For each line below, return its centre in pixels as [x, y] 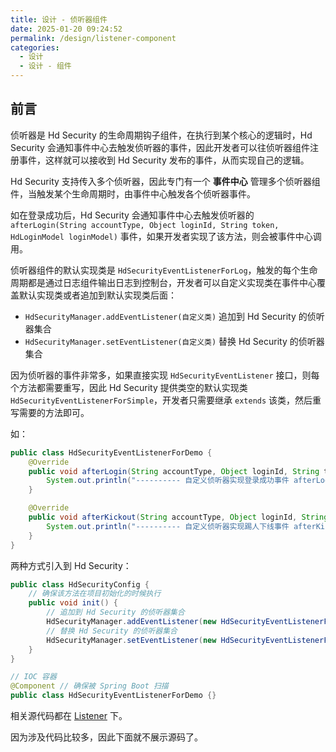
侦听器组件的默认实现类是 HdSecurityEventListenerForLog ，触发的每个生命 [164, 270]
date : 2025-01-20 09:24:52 [66, 29]
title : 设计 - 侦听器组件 [59, 19]
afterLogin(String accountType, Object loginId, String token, [145, 225]
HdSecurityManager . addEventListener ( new [131, 622]
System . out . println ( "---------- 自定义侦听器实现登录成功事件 [168, 481]
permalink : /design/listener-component [93, 38]
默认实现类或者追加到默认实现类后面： [97, 295]
